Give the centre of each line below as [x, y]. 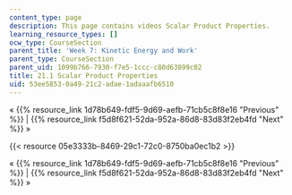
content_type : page [46, 17]
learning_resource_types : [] [64, 34]
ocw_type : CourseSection [56, 42]
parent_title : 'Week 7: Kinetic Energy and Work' [104, 51]
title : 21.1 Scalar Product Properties [84, 76]
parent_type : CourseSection [62, 59]
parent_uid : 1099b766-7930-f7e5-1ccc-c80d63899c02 [106, 68]
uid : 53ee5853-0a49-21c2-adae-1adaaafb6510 [92, 84]
